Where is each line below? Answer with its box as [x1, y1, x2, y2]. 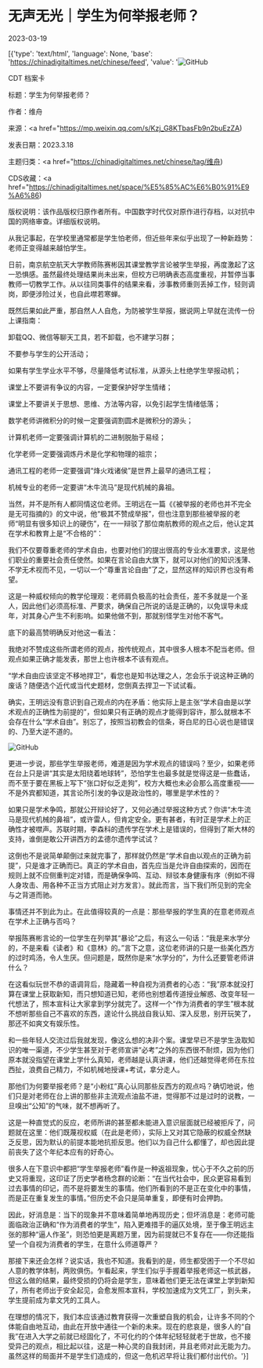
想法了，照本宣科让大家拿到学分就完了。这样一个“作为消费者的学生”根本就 [14, 998, 254, 1009]
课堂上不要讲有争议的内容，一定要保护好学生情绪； [8, 382, 173, 392]
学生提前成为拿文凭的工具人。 [8, 1295, 104, 1304]
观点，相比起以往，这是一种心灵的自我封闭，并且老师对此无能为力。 [34, 1341, 255, 1351]
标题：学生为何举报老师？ [8, 89, 91, 99]
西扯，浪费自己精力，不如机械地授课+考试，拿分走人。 [8, 1064, 185, 1074]
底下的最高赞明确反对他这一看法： [8, 627, 118, 637]
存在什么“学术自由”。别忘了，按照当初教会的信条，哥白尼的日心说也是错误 [14, 717, 254, 726]
